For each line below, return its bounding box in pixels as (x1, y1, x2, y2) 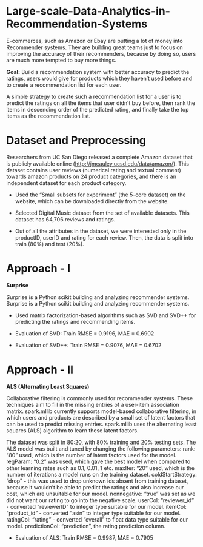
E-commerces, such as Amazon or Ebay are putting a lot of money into (6, 37, 183, 44)
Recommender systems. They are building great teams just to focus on (6, 44, 183, 51)
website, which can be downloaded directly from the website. (15, 197, 169, 204)
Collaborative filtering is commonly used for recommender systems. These (6, 394, 193, 401)
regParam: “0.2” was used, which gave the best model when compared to (6, 458, 191, 465)
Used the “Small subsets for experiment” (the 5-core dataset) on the (15, 191, 186, 198)
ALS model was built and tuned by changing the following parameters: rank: (6, 445, 196, 452)
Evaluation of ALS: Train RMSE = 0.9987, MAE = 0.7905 (15, 534, 153, 541)
